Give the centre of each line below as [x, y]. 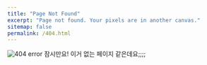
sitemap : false [30, 27]
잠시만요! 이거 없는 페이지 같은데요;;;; [95, 54]
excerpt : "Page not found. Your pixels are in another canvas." [104, 20]
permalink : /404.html [39, 33]
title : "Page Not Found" [44, 14]
